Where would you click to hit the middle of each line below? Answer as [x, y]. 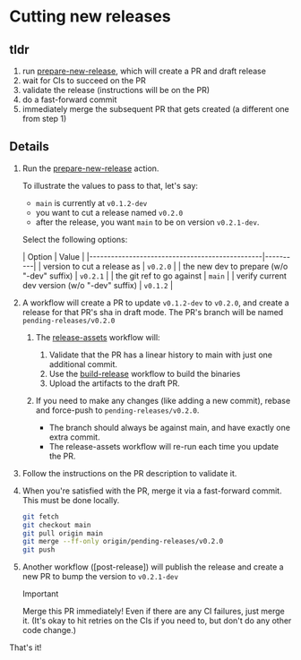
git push [39, 550]
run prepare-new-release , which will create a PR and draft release [144, 71]
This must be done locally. [71, 500]
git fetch [41, 517]
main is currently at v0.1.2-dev [91, 202]
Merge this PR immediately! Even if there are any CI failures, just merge [153, 612]
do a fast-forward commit [69, 99]
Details [29, 146]
